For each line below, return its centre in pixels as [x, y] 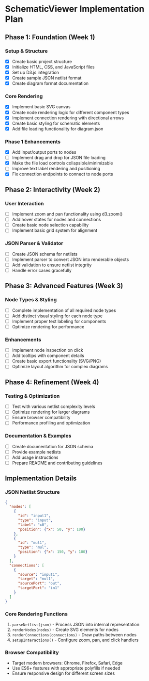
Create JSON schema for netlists [45, 254]
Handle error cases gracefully [42, 270]
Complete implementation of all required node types [64, 310]
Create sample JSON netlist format [47, 78]
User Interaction [24, 203]
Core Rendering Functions [36, 614]
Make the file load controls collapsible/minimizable [62, 163]
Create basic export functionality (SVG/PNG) [56, 361]
